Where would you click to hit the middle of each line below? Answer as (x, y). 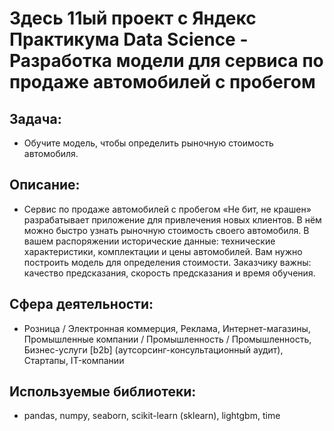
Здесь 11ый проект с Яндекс (133, 18)
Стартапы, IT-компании (74, 360)
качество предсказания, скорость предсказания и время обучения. (169, 273)
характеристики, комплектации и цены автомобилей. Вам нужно (163, 251)
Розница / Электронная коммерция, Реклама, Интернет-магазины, (167, 328)
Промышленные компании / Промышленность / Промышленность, (167, 339)
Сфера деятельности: (81, 304)
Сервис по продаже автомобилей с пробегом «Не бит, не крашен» (167, 209)
